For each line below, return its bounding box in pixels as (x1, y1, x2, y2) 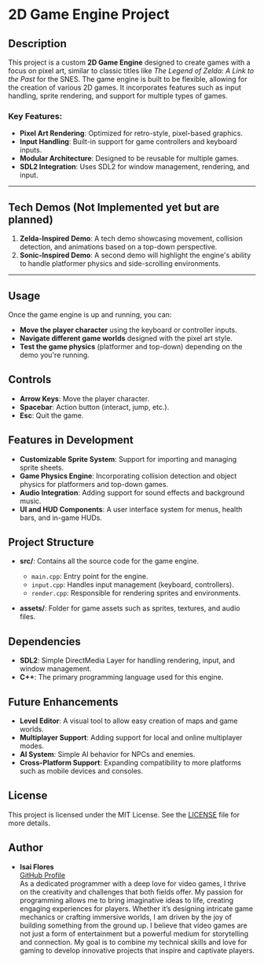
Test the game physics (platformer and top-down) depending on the (19, 341, 243, 351)
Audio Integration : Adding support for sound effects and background (19, 488, 245, 497)
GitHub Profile (19, 870, 65, 880)
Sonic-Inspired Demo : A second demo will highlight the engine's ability (19, 250, 251, 260)
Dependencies (8, 635, 81, 648)
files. (19, 612, 36, 622)
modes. (19, 741, 45, 751)
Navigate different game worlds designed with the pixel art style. (19, 333, 233, 343)
